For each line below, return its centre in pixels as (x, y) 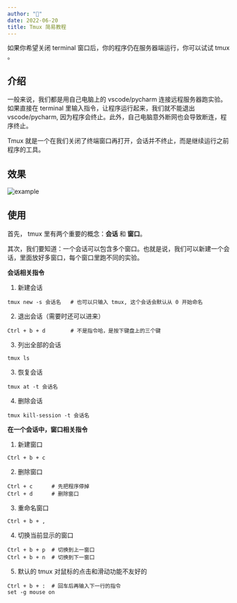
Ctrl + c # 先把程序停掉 (48, 486)
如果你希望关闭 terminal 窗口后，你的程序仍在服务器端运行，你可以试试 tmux (119, 48)
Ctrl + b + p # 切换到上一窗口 (51, 550)
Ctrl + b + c (26, 458)
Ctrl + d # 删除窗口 (43, 494)
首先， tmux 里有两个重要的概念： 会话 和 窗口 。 (77, 233)
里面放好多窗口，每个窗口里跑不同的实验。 (81, 257)
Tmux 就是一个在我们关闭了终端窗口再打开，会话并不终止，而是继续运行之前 (118, 141)
